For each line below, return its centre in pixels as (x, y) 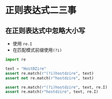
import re (16, 60)
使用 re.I (22, 44)
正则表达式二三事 (41, 10)
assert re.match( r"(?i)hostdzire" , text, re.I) (57, 87)
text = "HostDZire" (26, 69)
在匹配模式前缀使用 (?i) (37, 50)
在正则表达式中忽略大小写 (45, 31)
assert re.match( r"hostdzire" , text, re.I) (52, 92)
